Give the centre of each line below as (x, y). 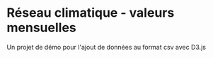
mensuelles (41, 28)
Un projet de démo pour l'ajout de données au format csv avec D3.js (106, 47)
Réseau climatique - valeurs (91, 13)
